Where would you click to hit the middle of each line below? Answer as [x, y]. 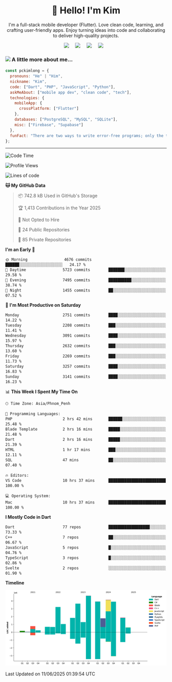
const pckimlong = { [27, 71]
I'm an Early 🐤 [20, 250]
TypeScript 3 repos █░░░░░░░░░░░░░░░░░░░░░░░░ [86, 558]
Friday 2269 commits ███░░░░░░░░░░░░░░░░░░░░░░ [86, 356]
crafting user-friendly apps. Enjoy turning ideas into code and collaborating [86, 30]
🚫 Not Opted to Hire [39, 220]
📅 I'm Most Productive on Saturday [43, 305]
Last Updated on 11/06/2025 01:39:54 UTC [50, 674]
